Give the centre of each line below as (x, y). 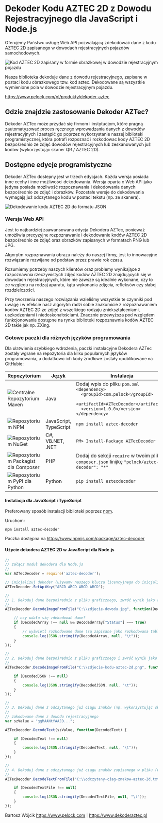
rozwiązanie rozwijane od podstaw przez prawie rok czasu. (64, 260)
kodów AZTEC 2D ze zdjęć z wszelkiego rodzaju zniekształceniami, (73, 310)
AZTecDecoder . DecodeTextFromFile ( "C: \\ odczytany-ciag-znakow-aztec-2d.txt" (83, 779)
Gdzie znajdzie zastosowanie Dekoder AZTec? (77, 112)
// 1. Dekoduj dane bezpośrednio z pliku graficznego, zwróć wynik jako (80, 600)
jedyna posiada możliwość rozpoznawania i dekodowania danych (70, 187)
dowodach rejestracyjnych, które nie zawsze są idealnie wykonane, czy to (79, 280)
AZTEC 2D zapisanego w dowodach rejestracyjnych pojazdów (67, 48)
